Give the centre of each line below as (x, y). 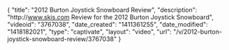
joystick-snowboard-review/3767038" (62, 39)
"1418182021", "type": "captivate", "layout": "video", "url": (90, 32)
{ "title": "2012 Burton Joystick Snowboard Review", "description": (102, 10)
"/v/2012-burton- (198, 32)
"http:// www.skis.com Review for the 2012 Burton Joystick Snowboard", (111, 17)
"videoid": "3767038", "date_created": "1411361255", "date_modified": (108, 24)
